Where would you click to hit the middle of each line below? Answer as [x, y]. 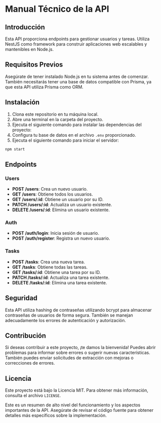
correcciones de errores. [30, 363]
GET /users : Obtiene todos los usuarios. [52, 194]
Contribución [26, 336]
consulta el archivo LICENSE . [33, 396]
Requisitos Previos [34, 65]
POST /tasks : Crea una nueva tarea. [49, 262]
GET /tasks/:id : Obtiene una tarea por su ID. [56, 272]
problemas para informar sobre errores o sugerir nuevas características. [78, 353]
